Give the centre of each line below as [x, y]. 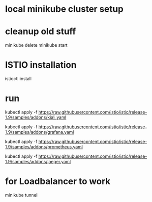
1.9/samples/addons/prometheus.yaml [44, 147]
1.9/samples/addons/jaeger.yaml [38, 161]
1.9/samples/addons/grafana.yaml [40, 132]
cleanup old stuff [41, 32]
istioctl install [18, 79]
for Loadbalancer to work [58, 182]
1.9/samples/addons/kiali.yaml [36, 117]
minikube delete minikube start [36, 45]
